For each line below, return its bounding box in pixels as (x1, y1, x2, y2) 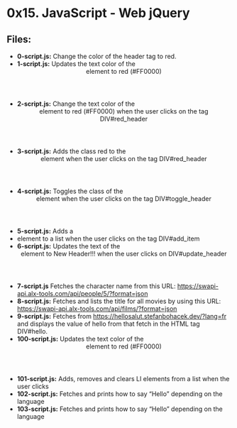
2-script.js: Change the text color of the (16, 99, 136, 108)
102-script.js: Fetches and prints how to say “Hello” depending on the (16, 390, 223, 398)
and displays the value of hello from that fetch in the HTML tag (16, 319, 200, 328)
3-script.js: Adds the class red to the (16, 147, 126, 155)
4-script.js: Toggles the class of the (16, 187, 123, 195)
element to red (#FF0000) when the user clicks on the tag (39, 107, 209, 115)
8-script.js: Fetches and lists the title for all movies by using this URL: (16, 297, 221, 305)
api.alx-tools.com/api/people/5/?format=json (16, 290, 148, 297)
